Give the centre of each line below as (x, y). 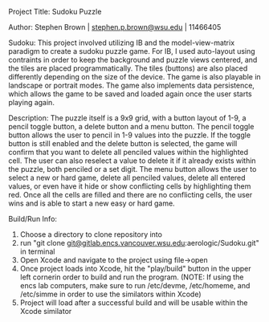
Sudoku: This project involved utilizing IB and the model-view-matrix (122, 43)
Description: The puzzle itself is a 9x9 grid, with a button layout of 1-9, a (127, 118)
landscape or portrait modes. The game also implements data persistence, (132, 85)
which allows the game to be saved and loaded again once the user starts (130, 94)
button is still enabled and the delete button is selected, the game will (123, 143)
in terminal (37, 251)
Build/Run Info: (33, 219)
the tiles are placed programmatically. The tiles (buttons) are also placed (128, 68)
